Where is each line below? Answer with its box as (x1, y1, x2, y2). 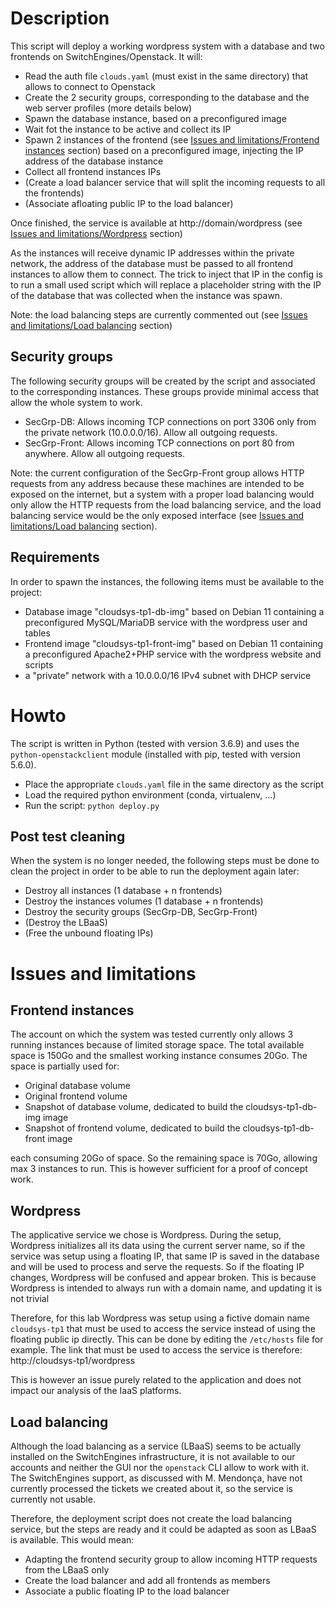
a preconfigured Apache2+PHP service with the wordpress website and (24, 648, 322, 660)
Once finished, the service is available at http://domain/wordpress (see (10, 217, 303, 229)
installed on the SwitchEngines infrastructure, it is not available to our (10, 1450, 296, 1462)
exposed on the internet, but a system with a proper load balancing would (10, 488, 315, 500)
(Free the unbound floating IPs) (24, 927, 154, 939)
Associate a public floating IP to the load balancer (24, 1585, 230, 1597)
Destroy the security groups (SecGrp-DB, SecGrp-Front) (24, 906, 258, 918)
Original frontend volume (24, 1090, 128, 1102)
